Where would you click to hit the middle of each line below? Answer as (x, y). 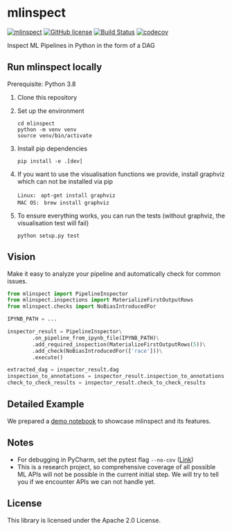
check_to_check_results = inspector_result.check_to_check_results (107, 383)
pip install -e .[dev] (50, 161)
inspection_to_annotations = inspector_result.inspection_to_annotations (116, 376)
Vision (21, 257)
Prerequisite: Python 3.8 (42, 84)
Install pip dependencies (52, 148)
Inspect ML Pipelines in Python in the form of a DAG (81, 45)
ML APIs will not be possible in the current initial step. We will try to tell (118, 474)
